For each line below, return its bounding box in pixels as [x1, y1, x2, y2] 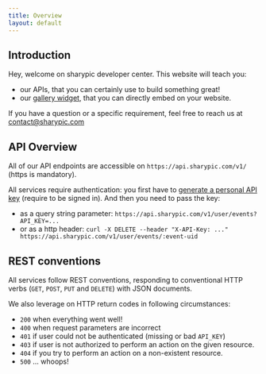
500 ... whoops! [19, 357, 69, 366]
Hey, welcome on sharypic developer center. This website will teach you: [8, 69, 247, 79]
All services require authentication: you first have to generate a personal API [8, 185, 258, 195]
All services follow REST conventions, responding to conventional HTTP [8, 275, 244, 284]
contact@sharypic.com [8, 117, 85, 127]
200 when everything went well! [19, 314, 123, 324]
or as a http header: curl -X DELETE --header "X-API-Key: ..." [19, 224, 229, 234]
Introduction [8, 48, 71, 62]
